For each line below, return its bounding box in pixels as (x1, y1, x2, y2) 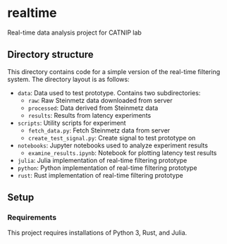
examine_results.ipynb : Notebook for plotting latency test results (27, 148, 217, 157)
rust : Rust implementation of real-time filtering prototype (17, 171, 183, 179)
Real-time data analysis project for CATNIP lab (7, 28, 142, 37)
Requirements (7, 213, 57, 223)
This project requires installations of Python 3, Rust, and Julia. (7, 228, 188, 237)
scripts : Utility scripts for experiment (17, 118, 126, 127)
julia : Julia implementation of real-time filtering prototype (17, 156, 188, 164)
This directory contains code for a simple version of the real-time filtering (7, 67, 221, 75)
